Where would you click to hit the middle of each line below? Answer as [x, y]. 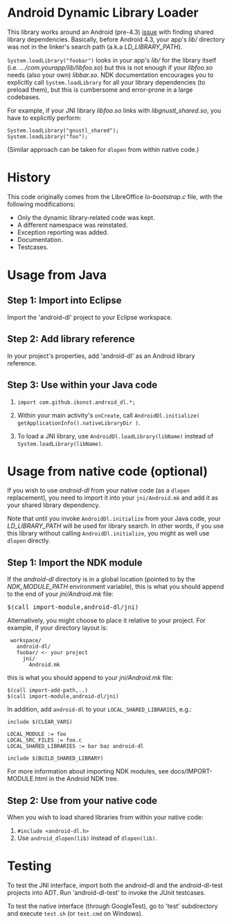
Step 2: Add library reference [71, 339]
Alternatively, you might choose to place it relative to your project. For [107, 621]
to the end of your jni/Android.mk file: [61, 594]
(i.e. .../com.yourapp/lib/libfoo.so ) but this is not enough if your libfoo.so [110, 67]
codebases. [24, 97]
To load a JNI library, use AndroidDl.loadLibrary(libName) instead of [115, 436]
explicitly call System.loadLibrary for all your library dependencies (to [106, 82]
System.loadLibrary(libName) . [60, 443]
